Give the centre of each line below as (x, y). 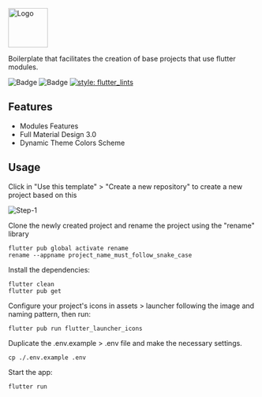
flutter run (28, 386)
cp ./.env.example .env (47, 358)
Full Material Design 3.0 (58, 134)
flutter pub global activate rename (68, 248)
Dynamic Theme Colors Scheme (72, 143)
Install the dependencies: (49, 269)
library (19, 234)
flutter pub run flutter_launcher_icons (76, 328)
